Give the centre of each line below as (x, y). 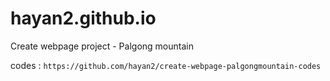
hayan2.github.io (83, 18)
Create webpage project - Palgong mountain (102, 46)
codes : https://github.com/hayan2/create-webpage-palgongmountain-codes (166, 65)
